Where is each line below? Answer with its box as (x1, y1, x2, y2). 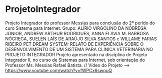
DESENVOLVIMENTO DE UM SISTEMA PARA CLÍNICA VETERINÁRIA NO (5, 46, 153, 52)
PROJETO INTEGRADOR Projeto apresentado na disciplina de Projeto (5, 51, 147, 58)
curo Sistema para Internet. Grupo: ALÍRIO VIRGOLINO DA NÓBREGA (5, 25, 146, 31)
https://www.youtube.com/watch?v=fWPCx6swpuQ (5, 67, 112, 73)
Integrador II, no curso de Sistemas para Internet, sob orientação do (5, 57, 145, 63)
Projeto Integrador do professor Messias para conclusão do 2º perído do (5, 20, 155, 26)
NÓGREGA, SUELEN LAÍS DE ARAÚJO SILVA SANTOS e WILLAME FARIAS (5, 36, 157, 42)
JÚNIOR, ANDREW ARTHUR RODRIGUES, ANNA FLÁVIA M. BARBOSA (5, 30, 149, 36)
